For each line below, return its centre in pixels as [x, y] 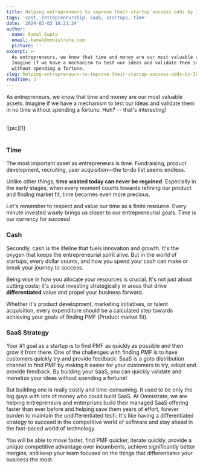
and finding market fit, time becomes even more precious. [79, 194]
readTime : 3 [21, 80]
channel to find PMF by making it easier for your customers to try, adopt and [101, 365]
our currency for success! [38, 219]
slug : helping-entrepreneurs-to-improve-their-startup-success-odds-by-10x [104, 74]
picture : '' [27, 46]
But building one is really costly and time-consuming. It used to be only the [99, 390]
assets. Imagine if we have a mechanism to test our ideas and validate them [100, 103]
